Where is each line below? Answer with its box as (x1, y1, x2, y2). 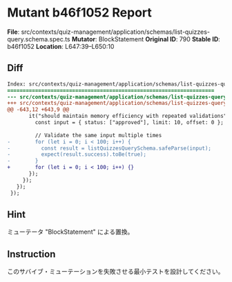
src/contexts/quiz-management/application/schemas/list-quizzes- (21, 28, 211, 36)
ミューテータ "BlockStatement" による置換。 (7, 228, 134, 236)
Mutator (71, 34, 96, 43)
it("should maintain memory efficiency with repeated (28, 112, 187, 120)
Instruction (7, 248, 56, 260)
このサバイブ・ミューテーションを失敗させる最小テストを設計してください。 (7, 268, 224, 276)
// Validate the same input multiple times (35, 132, 162, 139)
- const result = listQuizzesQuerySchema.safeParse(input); (7, 145, 212, 152)
